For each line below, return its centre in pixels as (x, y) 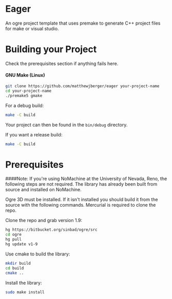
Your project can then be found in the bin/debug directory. (66, 125)
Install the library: (24, 283)
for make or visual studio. (32, 28)
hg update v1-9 (22, 244)
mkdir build (18, 263)
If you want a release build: (34, 134)
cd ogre (14, 235)
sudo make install (25, 292)
